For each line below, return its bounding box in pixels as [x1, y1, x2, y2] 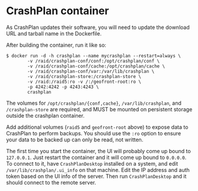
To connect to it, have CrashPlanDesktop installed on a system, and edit [6, 160, 178, 167]
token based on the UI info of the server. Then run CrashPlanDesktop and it [6, 173, 187, 180]
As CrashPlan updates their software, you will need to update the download [6, 24, 190, 31]
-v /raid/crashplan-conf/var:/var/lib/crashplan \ [27, 68, 155, 75]
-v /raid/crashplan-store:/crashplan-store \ [27, 73, 142, 79]
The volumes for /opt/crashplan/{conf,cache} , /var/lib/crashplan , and [6, 99, 182, 106]
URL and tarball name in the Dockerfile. [6, 30, 102, 37]
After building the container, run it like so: [6, 41, 106, 48]
